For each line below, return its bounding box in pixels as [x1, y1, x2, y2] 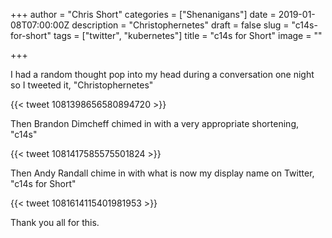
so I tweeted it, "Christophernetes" [10, 79, 154, 91]
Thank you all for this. [10, 217, 100, 228]
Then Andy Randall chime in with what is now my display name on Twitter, [10, 167, 315, 179]
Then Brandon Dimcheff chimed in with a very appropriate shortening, [10, 118, 299, 129]
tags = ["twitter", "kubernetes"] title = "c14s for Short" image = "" [53, 30, 323, 41]
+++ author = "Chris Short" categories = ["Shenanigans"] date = [10, 9, 277, 20]
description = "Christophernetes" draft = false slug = [71, 19, 290, 31]
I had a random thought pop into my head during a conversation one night [10, 69, 315, 80]
